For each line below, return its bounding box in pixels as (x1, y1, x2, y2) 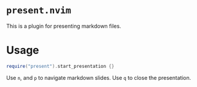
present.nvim (6, 5, 71, 16)
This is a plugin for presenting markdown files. (6, 22, 122, 29)
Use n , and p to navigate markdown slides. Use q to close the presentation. (6, 74, 192, 81)
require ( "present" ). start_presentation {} (6, 63, 114, 69)
